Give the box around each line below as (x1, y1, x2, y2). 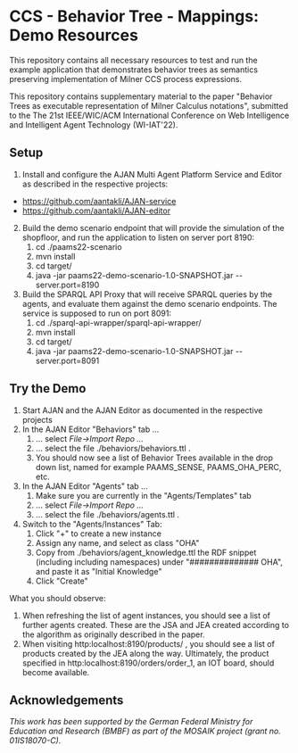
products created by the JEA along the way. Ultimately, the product (21, 648, 269, 658)
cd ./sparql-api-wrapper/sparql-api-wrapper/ (35, 317, 202, 327)
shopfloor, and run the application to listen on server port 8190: (21, 232, 255, 243)
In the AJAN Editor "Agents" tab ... (21, 480, 149, 492)
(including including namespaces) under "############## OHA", (35, 556, 284, 567)
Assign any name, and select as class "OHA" (35, 537, 200, 548)
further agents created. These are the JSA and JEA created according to (21, 619, 290, 630)
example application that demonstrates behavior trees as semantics (9, 64, 259, 75)
